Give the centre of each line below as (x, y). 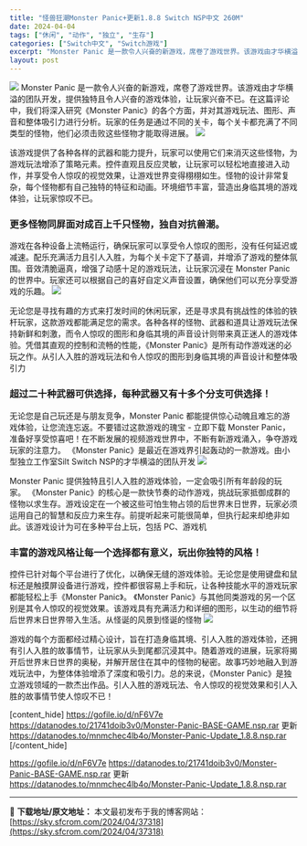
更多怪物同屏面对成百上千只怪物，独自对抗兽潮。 (117, 224)
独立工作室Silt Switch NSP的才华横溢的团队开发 (106, 461)
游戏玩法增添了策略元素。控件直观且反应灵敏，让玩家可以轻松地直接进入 (145, 164)
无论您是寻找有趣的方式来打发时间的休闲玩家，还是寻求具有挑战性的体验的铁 (153, 311)
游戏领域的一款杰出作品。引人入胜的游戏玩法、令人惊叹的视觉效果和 (145, 684)
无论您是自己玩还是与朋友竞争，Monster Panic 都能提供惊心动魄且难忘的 (146, 416)
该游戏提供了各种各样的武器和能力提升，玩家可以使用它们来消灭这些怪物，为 (153, 153)
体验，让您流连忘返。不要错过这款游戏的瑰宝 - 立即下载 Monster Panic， (153, 427)
